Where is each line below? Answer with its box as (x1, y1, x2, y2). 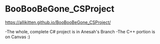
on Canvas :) (5, 34, 30, 40)
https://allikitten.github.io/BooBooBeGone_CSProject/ (5, 19, 111, 25)
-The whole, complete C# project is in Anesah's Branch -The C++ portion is (5, 29, 156, 34)
